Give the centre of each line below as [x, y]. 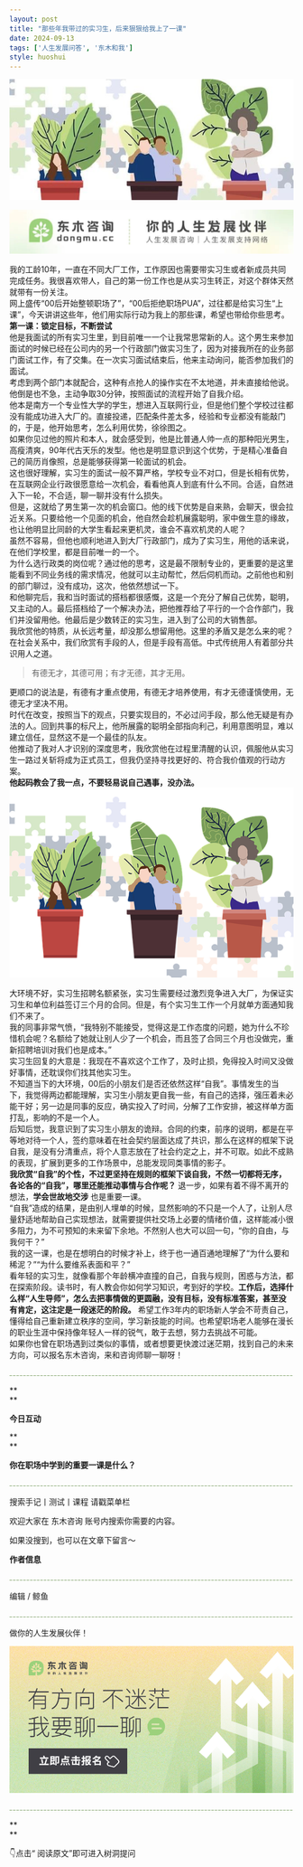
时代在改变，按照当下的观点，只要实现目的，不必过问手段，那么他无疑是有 [147, 714]
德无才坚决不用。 [41, 703]
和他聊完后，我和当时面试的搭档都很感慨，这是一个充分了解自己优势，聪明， [151, 597]
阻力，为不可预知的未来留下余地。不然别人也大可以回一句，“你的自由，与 [153, 1231]
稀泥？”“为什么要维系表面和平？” [70, 1264]
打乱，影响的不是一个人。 [57, 1117]
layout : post [34, 19]
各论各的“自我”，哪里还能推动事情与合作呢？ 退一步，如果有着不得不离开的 [149, 1185]
